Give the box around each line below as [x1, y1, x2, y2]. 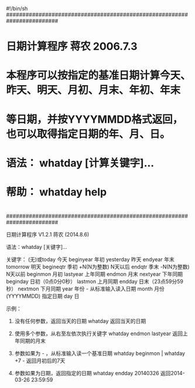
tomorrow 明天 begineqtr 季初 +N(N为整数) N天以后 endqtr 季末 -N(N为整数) [6, 264, 190, 271]
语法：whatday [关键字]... [6, 244, 67, 251]
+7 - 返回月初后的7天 [14, 357, 66, 365]
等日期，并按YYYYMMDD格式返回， [6, 113, 183, 126]
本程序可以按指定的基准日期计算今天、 [6, 69, 191, 82]
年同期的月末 [14, 338, 46, 345]
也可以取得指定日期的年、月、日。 [6, 127, 171, 140]
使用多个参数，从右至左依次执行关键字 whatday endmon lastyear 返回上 [14, 330, 189, 337]
